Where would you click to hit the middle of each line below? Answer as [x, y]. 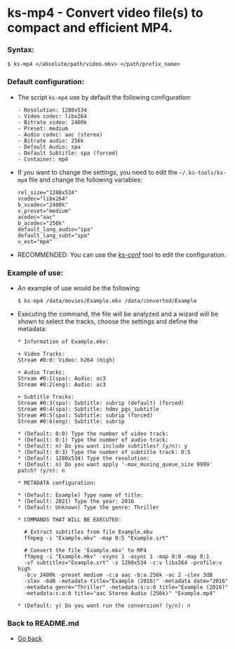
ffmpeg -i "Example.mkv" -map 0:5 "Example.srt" [96, 538]
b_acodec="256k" [41, 223]
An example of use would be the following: [79, 288]
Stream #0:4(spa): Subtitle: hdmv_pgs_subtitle [88, 409]
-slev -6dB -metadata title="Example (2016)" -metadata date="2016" [126, 581]
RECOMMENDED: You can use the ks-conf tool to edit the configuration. [122, 255]
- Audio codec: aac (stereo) [60, 135]
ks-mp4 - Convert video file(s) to [105, 13]
